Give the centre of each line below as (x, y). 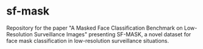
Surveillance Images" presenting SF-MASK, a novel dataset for (112, 34)
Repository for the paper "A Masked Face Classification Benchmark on (95, 28)
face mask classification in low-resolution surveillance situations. (88, 41)
